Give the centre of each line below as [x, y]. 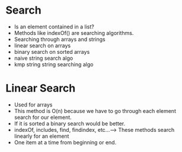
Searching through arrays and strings [60, 39]
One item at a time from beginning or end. [65, 142]
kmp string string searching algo [54, 64]
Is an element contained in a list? [54, 27]
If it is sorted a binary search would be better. [70, 123]
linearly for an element [41, 136]
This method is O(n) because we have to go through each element [95, 111]
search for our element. [43, 117]
